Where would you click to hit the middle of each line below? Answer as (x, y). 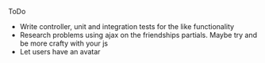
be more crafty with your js (64, 43)
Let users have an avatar (60, 52)
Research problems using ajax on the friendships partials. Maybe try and (138, 35)
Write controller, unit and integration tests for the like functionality (127, 26)
